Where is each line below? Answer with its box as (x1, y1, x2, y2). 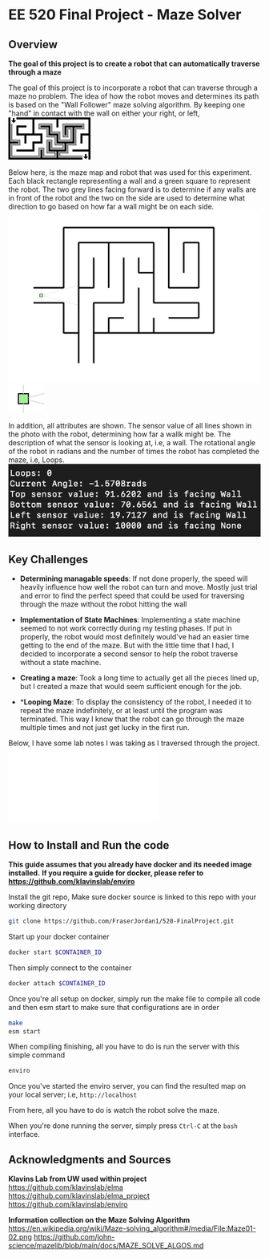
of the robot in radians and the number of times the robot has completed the (8, 446, 260, 456)
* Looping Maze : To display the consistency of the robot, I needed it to (19, 697, 252, 707)
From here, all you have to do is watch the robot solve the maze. (8, 1106, 220, 1115)
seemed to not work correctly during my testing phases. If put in (19, 623, 232, 633)
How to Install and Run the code (8, 838, 170, 852)
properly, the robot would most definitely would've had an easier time (19, 632, 250, 642)
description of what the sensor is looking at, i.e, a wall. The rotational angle (8, 437, 256, 447)
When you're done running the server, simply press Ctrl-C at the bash (8, 1121, 239, 1130)
